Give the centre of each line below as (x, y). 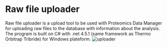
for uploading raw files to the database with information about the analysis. (83, 28)
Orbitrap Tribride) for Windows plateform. (48, 39)
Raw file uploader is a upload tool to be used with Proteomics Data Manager (83, 23)
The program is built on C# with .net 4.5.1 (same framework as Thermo (78, 33)
